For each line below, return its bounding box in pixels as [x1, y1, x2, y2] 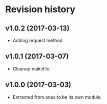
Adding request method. [12, 37, 64, 43]
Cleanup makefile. [12, 65, 51, 72]
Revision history [5, 4, 75, 15]
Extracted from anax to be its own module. [12, 94, 102, 100]
